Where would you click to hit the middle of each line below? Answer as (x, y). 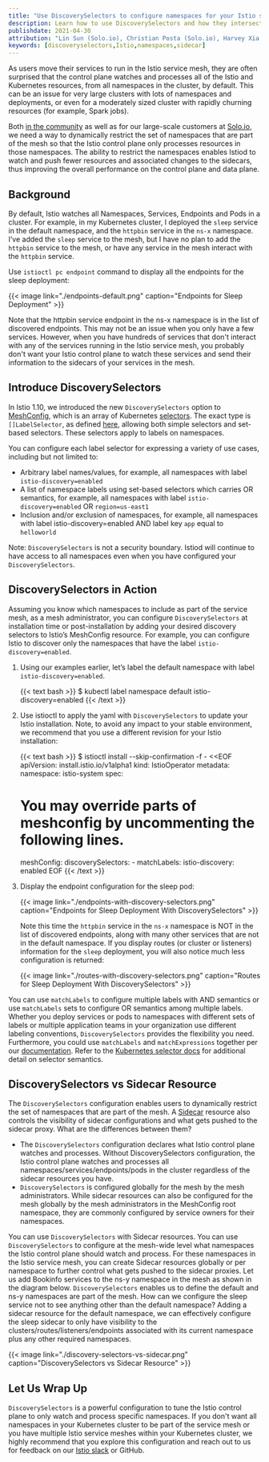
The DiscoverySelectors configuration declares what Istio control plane (137, 1144)
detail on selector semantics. (56, 1059)
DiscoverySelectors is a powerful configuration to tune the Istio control (125, 1407)
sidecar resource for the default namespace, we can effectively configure (130, 1314)
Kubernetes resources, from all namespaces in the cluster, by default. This (131, 86)
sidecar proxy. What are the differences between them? (100, 1129)
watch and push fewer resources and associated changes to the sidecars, (130, 160)
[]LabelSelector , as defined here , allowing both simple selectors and (122, 424)
